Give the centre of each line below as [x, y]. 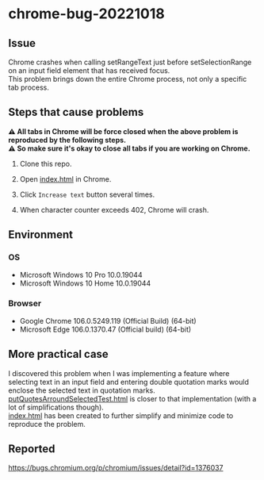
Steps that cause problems [76, 112]
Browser [25, 304]
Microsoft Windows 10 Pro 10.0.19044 [81, 275]
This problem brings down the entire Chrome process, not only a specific [128, 79]
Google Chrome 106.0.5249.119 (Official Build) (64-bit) [108, 321]
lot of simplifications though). [56, 407]
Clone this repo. [46, 163]
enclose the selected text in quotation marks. [82, 390]
